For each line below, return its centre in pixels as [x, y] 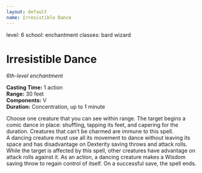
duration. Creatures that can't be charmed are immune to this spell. [90, 131]
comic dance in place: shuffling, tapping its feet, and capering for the [92, 125]
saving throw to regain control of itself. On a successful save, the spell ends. [101, 163]
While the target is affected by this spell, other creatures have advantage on [101, 151]
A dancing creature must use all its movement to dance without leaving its [98, 138]
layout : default [27, 12]
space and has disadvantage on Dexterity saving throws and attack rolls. [97, 144]
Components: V [27, 100]
